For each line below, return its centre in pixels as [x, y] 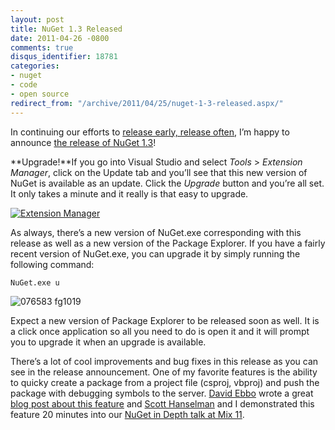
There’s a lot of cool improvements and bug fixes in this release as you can [164, 361]
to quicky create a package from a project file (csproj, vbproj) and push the [165, 382]
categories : [35, 66]
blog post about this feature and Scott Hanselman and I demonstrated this [162, 403]
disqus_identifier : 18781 [64, 57]
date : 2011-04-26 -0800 [60, 38]
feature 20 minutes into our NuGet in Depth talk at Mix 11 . [127, 414]
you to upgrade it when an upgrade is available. [108, 342]
